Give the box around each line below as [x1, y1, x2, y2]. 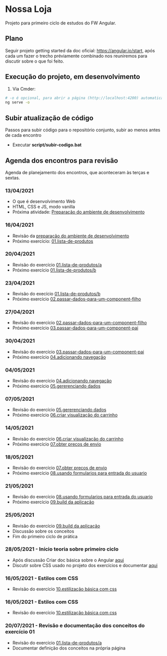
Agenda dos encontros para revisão [5, 156, 118, 165]
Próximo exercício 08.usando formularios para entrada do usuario [12, 470, 147, 476]
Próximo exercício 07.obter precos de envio [12, 441, 101, 447]
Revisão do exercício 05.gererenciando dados [12, 407, 107, 413]
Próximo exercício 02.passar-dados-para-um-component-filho [12, 296, 141, 302]
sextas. [5, 175, 20, 181]
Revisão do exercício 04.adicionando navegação [12, 378, 112, 384]
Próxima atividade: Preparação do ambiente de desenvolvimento [12, 209, 145, 215]
